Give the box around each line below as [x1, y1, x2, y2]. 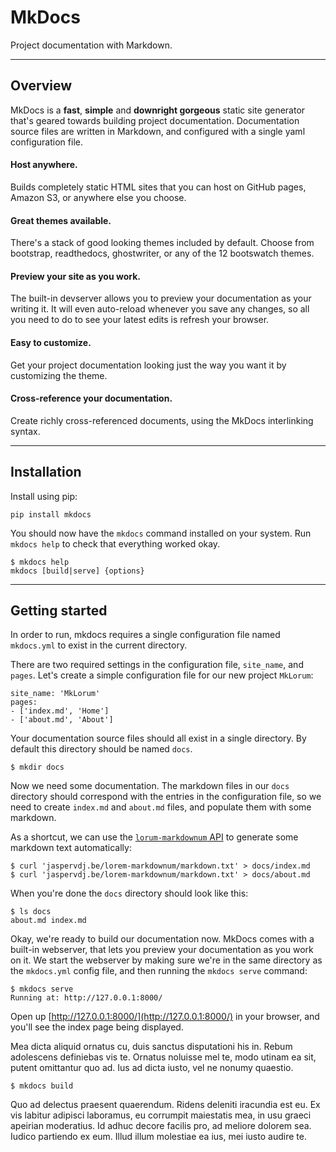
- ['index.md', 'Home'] [10, 706, 110, 716]
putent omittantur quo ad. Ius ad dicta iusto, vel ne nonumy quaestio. [10, 1062, 294, 1074]
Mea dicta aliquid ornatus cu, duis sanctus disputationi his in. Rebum [10, 1041, 293, 1053]
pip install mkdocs [10, 509, 92, 520]
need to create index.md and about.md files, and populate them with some [10, 801, 312, 813]
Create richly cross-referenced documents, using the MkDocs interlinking [10, 414, 314, 426]
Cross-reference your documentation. [10, 392, 173, 405]
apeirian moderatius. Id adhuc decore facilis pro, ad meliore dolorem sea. [10, 1120, 312, 1132]
